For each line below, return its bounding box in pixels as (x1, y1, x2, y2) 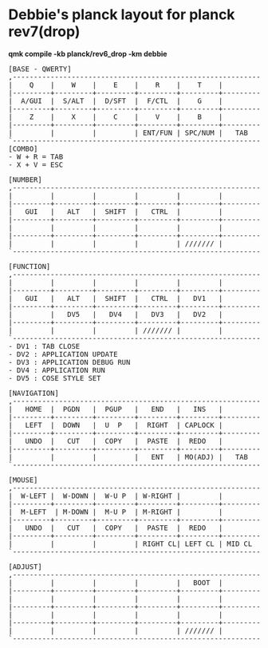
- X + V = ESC (8, 160, 64, 169)
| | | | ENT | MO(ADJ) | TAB (8, 452, 249, 461)
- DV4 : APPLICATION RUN (8, 365, 105, 374)
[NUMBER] (8, 175, 42, 184)
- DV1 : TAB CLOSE (8, 342, 81, 350)
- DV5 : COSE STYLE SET (8, 373, 101, 382)
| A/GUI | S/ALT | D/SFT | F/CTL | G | (8, 96, 223, 105)
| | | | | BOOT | (8, 578, 223, 587)
